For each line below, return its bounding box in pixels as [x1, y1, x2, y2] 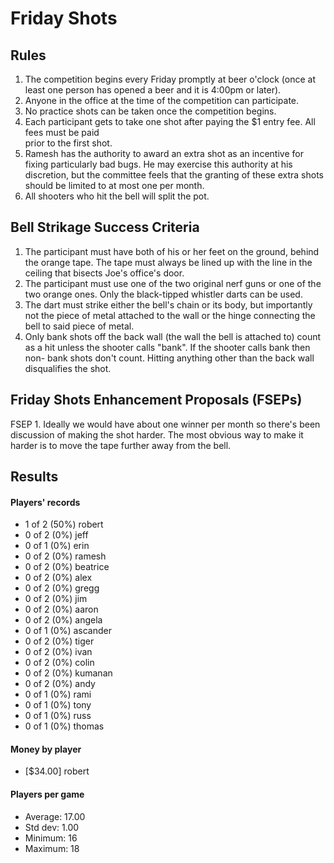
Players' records [10, 496, 81, 508]
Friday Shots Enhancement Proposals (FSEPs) [10, 392, 303, 409]
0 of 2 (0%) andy [24, 678, 96, 690]
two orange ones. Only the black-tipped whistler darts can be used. [24, 288, 303, 300]
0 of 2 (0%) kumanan [24, 667, 113, 679]
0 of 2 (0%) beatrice [24, 561, 110, 573]
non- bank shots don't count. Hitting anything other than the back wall [24, 352, 315, 364]
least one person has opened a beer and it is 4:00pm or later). [24, 84, 282, 96]
